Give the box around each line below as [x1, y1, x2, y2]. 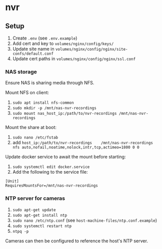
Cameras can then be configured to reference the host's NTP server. [5, 237, 148, 244]
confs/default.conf [12, 51, 54, 56]
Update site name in [12, 46, 55, 52]
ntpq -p [12, 229, 29, 234]
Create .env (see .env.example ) [12, 35, 78, 41]
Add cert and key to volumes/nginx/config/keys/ [12, 40, 114, 47]
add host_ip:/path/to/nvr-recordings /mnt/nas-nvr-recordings [12, 140, 153, 146]
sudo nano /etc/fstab [12, 135, 58, 140]
